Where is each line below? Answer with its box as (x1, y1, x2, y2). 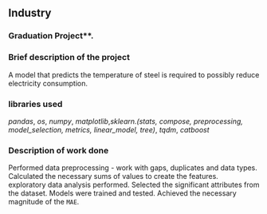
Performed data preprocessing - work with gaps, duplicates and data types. (8, 163, 257, 172)
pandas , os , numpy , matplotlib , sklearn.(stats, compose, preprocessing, (8, 116, 243, 126)
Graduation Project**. (8, 30, 94, 42)
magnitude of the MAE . (8, 197, 80, 207)
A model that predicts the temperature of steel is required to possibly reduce (8, 69, 260, 79)
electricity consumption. (8, 78, 88, 88)
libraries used (8, 98, 63, 109)
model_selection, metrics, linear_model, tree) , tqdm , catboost (8, 125, 210, 134)
